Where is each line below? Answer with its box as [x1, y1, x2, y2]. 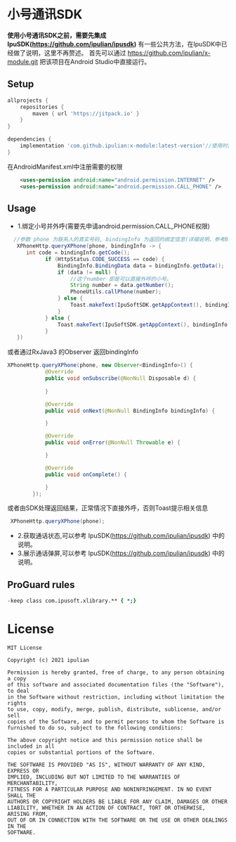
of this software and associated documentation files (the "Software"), [7, 681, 225, 688]
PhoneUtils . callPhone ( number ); [70, 288, 162, 295]
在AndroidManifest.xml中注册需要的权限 [7, 162, 123, 171]
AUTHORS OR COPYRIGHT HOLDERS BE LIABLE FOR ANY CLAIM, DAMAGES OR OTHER [7, 798, 228, 805]
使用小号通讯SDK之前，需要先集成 [7, 31, 107, 39]
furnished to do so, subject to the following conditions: [7, 724, 184, 732]
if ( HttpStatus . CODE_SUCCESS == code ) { [44, 255, 165, 262]
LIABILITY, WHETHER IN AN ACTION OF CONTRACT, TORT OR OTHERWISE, [7, 804, 206, 811]
